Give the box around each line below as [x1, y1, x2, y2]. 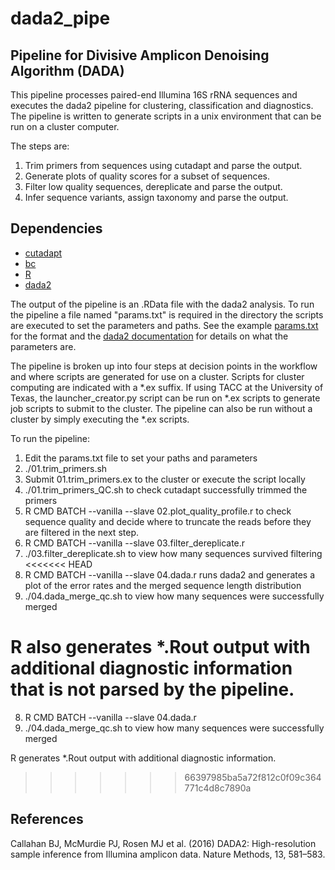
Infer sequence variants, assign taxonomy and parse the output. [24, 192, 289, 203]
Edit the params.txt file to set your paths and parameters [24, 452, 258, 464]
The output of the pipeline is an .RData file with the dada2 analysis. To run [10, 298, 315, 310]
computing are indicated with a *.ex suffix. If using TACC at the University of [10, 381, 324, 393]
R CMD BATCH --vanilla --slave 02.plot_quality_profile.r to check [24, 505, 292, 517]
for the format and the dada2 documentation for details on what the [10, 330, 289, 342]
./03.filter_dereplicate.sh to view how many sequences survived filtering [24, 547, 323, 559]
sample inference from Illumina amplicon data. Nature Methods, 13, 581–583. [10, 848, 326, 860]
